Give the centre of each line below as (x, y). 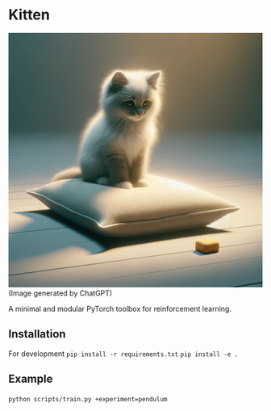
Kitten (29, 15)
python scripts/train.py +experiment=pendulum (88, 399)
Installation (37, 334)
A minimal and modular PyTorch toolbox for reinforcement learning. (120, 308)
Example (31, 379)
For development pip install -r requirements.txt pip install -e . (123, 354)
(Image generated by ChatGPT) (60, 293)
